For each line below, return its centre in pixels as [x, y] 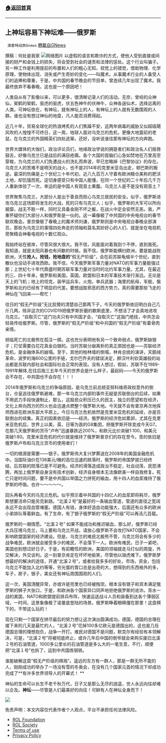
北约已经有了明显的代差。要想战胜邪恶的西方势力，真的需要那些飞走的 [89, 288]
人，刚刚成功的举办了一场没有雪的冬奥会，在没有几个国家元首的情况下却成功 [83, 667]
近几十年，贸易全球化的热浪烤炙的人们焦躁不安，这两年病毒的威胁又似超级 [81, 126]
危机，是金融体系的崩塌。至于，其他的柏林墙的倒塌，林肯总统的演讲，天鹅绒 [83, 352]
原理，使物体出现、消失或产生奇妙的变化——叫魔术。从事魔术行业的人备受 [81, 74]
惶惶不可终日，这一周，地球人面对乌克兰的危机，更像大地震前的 [87, 133]
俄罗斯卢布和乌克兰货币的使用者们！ [42, 443]
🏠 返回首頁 [18, 7]
